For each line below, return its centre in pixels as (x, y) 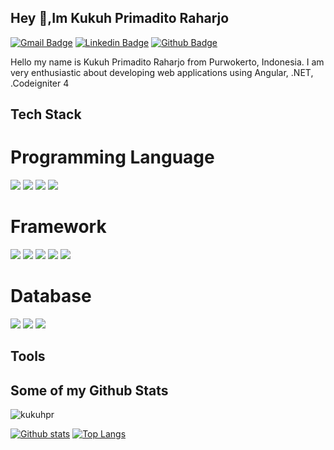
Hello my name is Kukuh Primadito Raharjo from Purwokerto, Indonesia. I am (167, 62)
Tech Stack (46, 114)
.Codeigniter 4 (40, 83)
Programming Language (112, 157)
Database (51, 296)
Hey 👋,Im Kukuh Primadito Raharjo (120, 18)
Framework (58, 227)
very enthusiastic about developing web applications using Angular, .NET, (162, 72)
